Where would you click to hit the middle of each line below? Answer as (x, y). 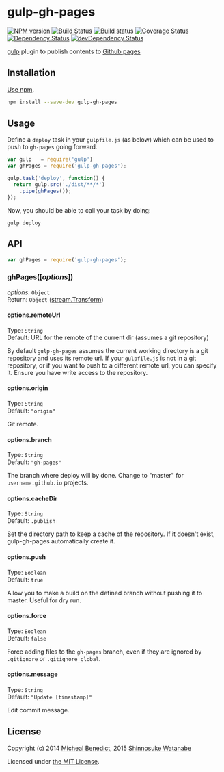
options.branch (30, 439)
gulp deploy (24, 223)
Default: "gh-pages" (34, 462)
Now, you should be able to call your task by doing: (79, 210)
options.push (27, 557)
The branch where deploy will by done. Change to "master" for (96, 476)
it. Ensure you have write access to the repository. (78, 372)
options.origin (28, 388)
